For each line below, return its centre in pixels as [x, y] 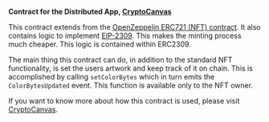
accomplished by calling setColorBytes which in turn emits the [112, 77]
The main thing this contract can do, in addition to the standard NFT [120, 60]
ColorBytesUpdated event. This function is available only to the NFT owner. [131, 85]
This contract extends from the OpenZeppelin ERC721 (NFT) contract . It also [134, 27]
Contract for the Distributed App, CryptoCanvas [90, 12]
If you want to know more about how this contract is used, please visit [124, 101]
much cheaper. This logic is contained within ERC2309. [100, 44]
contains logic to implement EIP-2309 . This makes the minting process [125, 36]
